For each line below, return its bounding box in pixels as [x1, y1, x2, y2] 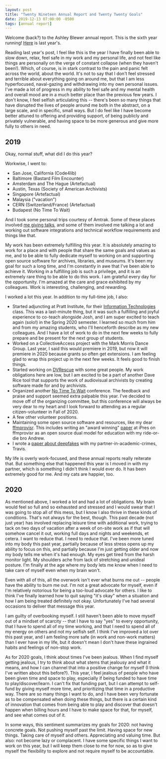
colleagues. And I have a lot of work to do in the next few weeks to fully [12, 330, 159, 336]
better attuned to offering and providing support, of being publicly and [5, 113, 149, 119]
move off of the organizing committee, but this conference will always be [12, 398, 162, 404]
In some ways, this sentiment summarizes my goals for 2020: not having [5, 721, 153, 727]
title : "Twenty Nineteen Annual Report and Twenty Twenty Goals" [5, 12, 143, 17]
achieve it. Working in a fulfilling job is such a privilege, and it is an [5, 268, 141, 274]
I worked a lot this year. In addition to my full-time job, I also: [5, 294, 128, 300]
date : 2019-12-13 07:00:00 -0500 [5, 16, 74, 21]
